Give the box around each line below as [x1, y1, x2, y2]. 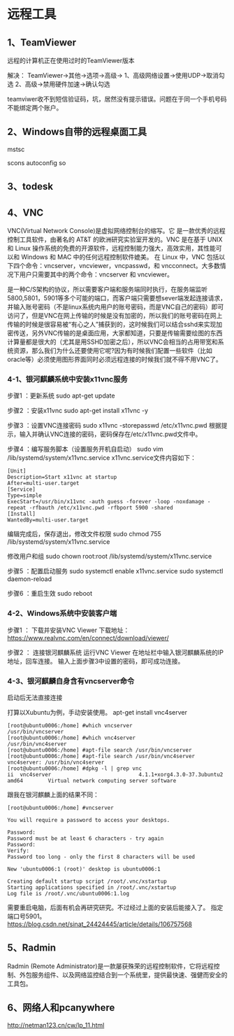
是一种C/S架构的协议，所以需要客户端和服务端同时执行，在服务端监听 [7, 285, 208, 294]
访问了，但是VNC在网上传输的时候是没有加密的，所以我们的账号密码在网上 [7, 311, 223, 320]
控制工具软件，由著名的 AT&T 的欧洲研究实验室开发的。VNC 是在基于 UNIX [7, 235, 223, 244]
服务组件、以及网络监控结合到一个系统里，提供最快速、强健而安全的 [31, 970, 228, 979]
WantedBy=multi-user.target [7, 517, 89, 524]
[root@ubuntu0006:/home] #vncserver [7, 804, 114, 811]
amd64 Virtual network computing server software [7, 777, 177, 784]
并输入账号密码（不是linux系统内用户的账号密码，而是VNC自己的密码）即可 [7, 302, 224, 311]
